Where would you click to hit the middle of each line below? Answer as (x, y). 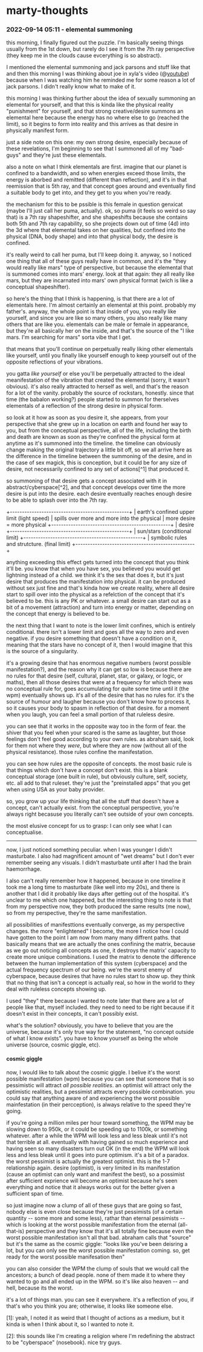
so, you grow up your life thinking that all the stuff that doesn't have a (93, 801)
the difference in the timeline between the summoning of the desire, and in (99, 456)
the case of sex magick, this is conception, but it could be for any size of (97, 463)
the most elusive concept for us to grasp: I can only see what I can (89, 826)
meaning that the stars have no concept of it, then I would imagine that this (99, 645)
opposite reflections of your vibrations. (55, 362)
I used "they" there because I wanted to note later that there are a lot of (95, 1001)
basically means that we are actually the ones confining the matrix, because (101, 944)
